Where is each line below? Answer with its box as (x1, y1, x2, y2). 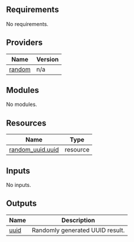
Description (61, 216, 96, 224)
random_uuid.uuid (9, 146, 59, 154)
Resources (6, 118, 47, 128)
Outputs (6, 198, 37, 209)
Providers (6, 38, 43, 48)
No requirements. (6, 20, 49, 27)
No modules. (6, 101, 37, 108)
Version (36, 55, 59, 63)
